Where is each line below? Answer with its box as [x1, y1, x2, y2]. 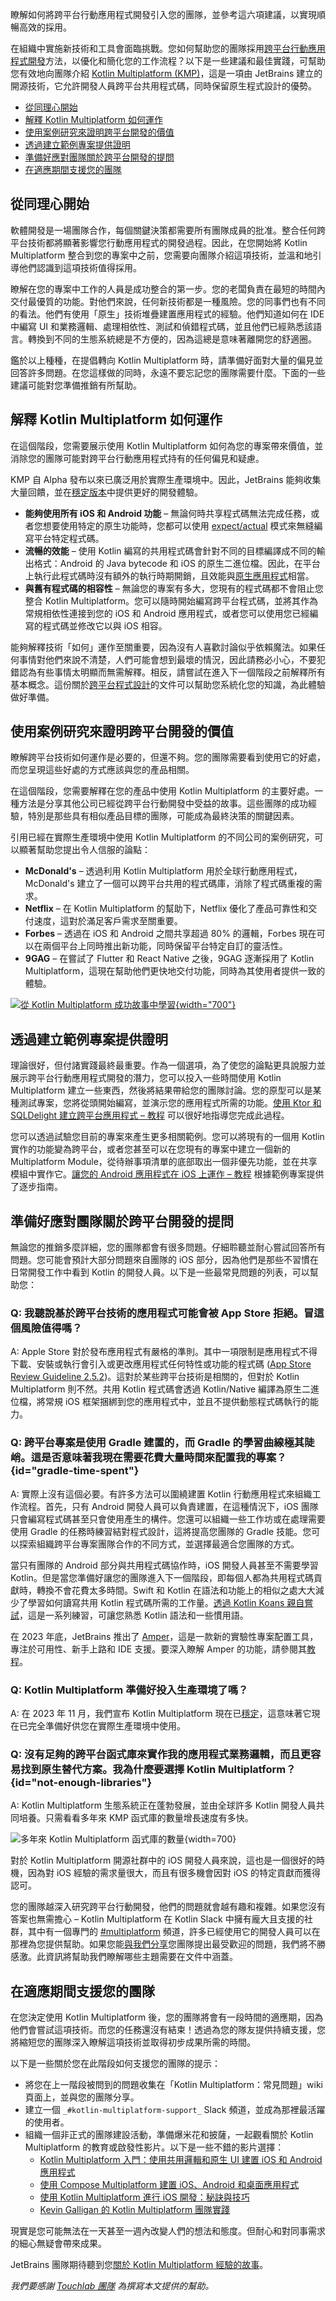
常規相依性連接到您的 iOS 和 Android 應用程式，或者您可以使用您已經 [24, 607, 310, 619]
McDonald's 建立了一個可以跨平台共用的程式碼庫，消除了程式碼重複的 [24, 878, 314, 890]
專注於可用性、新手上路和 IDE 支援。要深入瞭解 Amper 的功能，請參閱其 [10, 1643, 307, 1655]
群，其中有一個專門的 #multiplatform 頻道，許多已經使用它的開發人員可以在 [10, 1926, 321, 1938]
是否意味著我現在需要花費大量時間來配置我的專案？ [41, 1451, 287, 1465]
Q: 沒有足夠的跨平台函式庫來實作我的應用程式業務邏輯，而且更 [10, 1747, 312, 1761]
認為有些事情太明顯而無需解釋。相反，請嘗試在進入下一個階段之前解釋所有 [18, 666, 326, 678]
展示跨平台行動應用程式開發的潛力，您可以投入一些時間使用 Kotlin [10, 1072, 282, 1084]
